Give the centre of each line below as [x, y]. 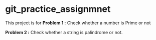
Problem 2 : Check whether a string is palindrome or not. [64, 32]
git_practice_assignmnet [58, 9]
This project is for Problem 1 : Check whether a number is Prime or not [78, 23]
